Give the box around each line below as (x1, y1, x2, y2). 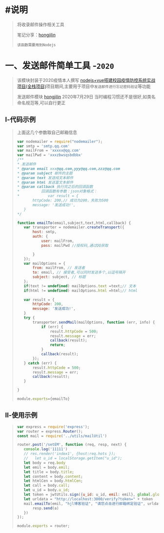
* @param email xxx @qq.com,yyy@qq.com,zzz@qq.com (17, 166, 121, 171)
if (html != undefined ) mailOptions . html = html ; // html (23, 288, 138, 293)
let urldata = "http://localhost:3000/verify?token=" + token (23, 496, 153, 501)
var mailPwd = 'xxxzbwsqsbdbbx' (17, 153, 83, 158)
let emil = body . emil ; (23, 465, 70, 470)
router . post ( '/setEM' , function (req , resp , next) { (17, 442, 127, 447)
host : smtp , (32, 230, 57, 235)
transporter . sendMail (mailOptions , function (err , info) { (32, 320, 155, 325)
